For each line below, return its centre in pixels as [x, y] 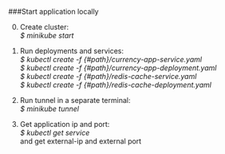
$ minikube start [47, 36]
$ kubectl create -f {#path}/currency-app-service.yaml [111, 59]
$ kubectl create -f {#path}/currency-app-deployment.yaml [118, 68]
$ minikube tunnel [49, 109]
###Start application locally [53, 12]
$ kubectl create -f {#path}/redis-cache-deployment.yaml [115, 85]
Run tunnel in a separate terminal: [75, 100]
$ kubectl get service [55, 132]
